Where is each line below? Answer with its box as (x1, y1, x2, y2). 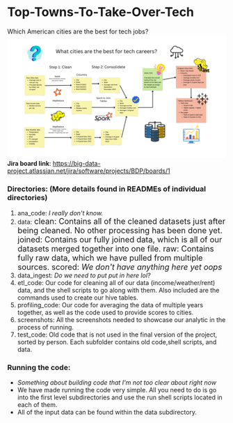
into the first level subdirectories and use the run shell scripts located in (17, 393, 223, 401)
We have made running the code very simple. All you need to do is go (17, 386, 217, 394)
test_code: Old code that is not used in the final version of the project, (17, 330, 218, 339)
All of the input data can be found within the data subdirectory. (17, 408, 197, 417)
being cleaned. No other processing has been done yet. (17, 225, 223, 236)
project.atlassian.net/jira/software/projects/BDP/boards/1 (7, 167, 170, 175)
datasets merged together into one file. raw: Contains (17, 243, 214, 254)
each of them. (17, 401, 58, 409)
